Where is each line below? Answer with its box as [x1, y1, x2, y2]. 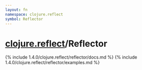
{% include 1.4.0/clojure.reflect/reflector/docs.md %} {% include [5, 54, 138, 60]
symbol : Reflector [5, 16, 43, 21]
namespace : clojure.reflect [5, 12, 64, 17]
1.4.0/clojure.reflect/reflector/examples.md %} [5, 60, 100, 66]
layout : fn [5, 7, 28, 12]
